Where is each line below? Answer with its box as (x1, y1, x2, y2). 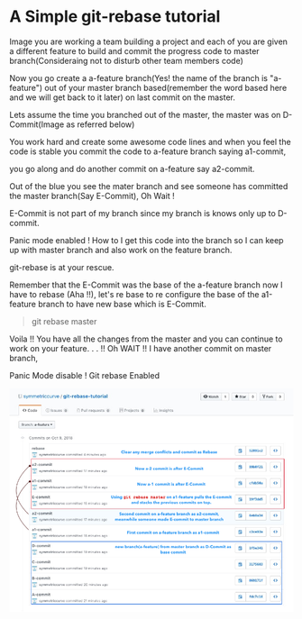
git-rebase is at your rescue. (9, 261, 114, 272)
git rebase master (31, 315, 97, 326)
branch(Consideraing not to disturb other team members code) (9, 55, 243, 66)
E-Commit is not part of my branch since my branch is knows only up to (9, 207, 277, 218)
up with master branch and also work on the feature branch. (9, 244, 233, 255)
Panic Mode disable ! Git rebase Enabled (9, 369, 160, 380)
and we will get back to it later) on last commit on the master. (9, 92, 236, 103)
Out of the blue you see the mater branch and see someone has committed (9, 180, 288, 191)
